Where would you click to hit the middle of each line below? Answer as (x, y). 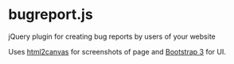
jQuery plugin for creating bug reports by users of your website (112, 36)
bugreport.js (51, 15)
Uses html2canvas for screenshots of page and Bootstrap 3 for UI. (117, 51)
